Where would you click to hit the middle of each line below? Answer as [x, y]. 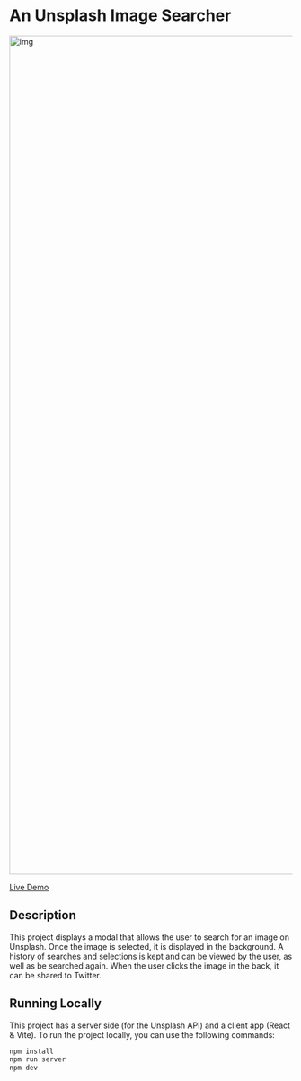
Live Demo [29, 887]
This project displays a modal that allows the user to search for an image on [150, 937]
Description [43, 915]
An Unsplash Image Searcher [120, 16]
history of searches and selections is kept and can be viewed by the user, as [151, 956]
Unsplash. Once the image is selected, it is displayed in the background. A [146, 946]
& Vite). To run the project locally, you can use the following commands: [142, 1034]
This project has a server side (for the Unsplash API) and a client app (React [150, 1025]
